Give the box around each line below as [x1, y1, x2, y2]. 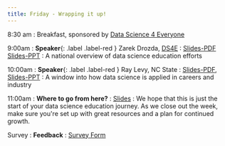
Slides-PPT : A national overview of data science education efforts [7, 51, 203, 60]
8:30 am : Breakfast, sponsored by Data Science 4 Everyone [7, 30, 185, 38]
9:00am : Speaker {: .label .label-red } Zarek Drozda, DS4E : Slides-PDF [7, 43, 216, 52]
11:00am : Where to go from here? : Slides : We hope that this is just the [7, 94, 218, 103]
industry [7, 80, 32, 89]
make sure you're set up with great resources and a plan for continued [7, 109, 214, 118]
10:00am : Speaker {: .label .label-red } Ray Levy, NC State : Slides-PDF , [7, 65, 217, 73]
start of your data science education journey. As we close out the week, [7, 101, 219, 110]
